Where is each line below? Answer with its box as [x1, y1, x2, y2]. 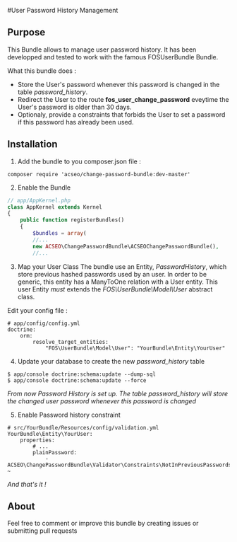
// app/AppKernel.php [7, 197, 71, 204]
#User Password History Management [7, 6, 119, 14]
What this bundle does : [7, 67, 76, 75]
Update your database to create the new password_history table [17, 357, 205, 365]
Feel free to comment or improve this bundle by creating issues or [7, 519, 199, 528]
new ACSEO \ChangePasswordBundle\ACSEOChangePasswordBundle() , [32, 243, 219, 250]
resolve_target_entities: [32, 338, 109, 345]
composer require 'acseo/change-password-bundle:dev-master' [7, 171, 191, 178]
